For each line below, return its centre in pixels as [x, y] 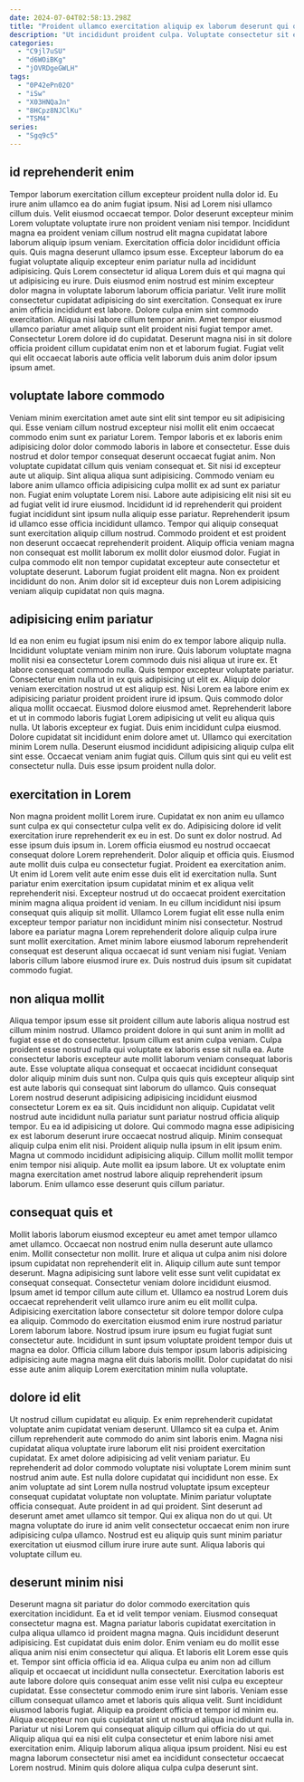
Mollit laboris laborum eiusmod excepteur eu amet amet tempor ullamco [143, 1234]
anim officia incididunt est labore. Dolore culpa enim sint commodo [134, 310]
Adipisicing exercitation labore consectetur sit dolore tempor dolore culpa [146, 1311]
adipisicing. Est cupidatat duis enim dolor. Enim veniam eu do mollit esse [145, 1643]
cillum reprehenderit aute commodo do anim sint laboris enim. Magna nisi [146, 1438]
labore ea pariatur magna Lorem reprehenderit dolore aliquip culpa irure [143, 932]
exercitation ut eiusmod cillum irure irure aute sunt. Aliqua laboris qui [137, 1544]
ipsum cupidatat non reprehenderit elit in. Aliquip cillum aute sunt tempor [145, 1263]
